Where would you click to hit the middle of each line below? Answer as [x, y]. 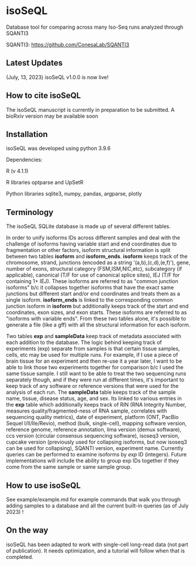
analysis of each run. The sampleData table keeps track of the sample [91, 392]
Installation [27, 134]
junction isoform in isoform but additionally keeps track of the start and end [97, 306]
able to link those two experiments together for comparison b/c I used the [95, 367]
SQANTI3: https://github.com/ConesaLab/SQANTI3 [68, 45]
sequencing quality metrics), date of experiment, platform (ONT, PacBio [92, 417]
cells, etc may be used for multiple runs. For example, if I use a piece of [92, 355]
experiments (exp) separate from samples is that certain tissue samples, [93, 349]
